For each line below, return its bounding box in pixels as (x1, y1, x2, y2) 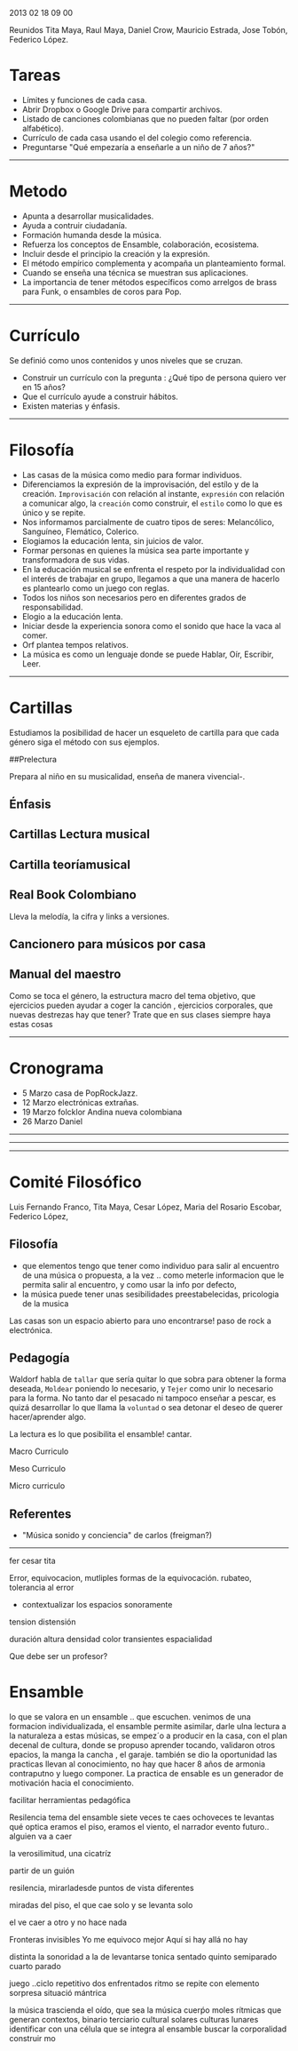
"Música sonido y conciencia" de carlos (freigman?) (21, 1530, 213, 1541)
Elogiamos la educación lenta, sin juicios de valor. (21, 535, 204, 546)
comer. (21, 630, 49, 641)
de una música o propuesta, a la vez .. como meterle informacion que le (21, 1270, 285, 1281)
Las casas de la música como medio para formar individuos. (21, 469, 242, 480)
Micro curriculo (9, 1480, 66, 1491)
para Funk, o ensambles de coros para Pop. (21, 286, 182, 297)
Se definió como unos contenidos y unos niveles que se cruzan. (9, 355, 244, 365)
